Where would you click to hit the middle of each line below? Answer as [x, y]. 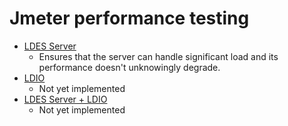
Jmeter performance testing [129, 18]
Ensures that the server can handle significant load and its [158, 56]
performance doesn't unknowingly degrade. [129, 67]
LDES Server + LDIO [65, 99]
